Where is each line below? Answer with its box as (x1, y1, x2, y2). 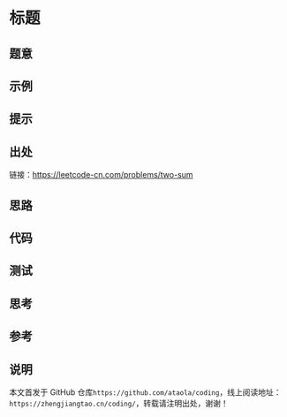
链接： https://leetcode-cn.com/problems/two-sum (9, 170, 193, 180)
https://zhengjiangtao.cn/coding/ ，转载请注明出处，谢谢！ (9, 398, 230, 408)
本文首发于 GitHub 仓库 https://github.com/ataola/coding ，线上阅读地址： (9, 386, 282, 398)
